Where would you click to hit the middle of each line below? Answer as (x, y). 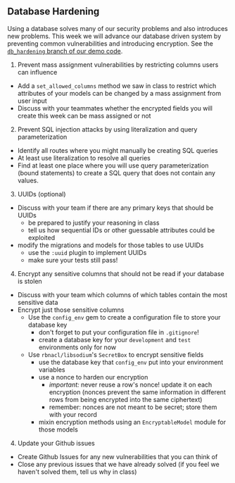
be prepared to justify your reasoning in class (94, 222)
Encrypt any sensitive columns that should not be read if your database (121, 273)
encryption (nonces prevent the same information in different (138, 392)
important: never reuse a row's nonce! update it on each (131, 384)
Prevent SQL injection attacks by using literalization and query (107, 129)
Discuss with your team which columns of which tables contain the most (122, 294)
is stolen (30, 281)
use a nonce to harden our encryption (93, 377)
